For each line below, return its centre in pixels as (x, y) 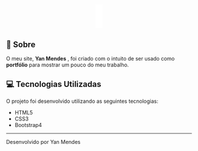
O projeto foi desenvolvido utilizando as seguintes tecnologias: (82, 101)
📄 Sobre (21, 44)
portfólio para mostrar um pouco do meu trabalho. (67, 65)
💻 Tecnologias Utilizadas (54, 84)
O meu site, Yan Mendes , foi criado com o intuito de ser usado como (90, 59)
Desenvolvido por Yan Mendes (43, 142)
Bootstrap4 (28, 125)
